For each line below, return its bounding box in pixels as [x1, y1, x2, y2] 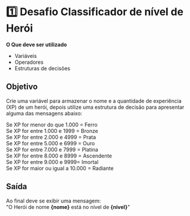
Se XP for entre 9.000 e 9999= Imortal [6, 158, 99, 165]
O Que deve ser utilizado [6, 41, 67, 48]
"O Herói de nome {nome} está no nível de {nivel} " [6, 203, 130, 210]
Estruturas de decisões [14, 64, 71, 71]
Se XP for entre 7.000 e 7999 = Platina [6, 146, 98, 153]
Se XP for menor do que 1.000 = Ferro [6, 121, 98, 128]
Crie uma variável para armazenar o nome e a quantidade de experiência [6, 97, 182, 104]
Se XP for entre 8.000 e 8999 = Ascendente [6, 152, 112, 159]
